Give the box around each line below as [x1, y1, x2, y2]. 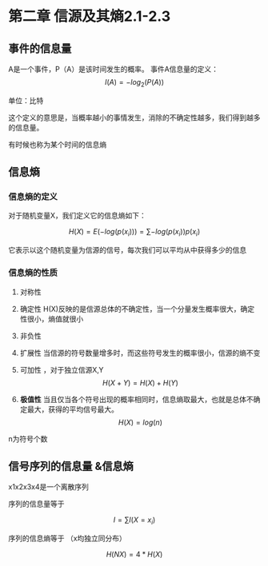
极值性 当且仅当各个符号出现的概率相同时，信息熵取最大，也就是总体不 [19, 394, 254, 404]
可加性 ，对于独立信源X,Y [19, 365, 104, 374]
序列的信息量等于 [8, 499, 65, 508]
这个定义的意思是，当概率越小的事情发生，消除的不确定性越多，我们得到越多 [8, 113, 261, 122]
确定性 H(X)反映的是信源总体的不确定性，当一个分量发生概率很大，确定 [19, 304, 254, 313]
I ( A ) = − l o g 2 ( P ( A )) [104, 78, 165, 89]
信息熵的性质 [8, 267, 58, 278]
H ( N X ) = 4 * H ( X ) [106, 549, 163, 560]
